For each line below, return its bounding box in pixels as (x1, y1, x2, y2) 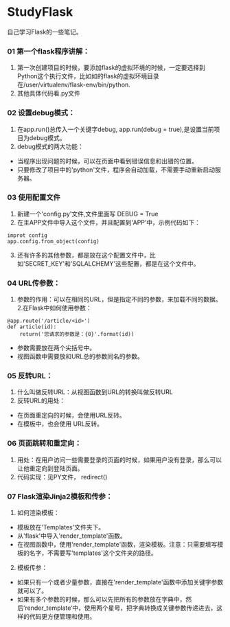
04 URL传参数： (7, 278, 60, 288)
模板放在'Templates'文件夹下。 (16, 523, 105, 532)
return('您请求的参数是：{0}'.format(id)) (19, 331, 135, 338)
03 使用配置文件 (7, 193, 60, 203)
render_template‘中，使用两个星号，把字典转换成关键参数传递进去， (25, 604, 217, 612)
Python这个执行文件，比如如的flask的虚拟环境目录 (16, 72, 159, 80)
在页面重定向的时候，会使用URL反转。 (16, 411, 126, 420)
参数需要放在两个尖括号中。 (16, 344, 96, 352)
